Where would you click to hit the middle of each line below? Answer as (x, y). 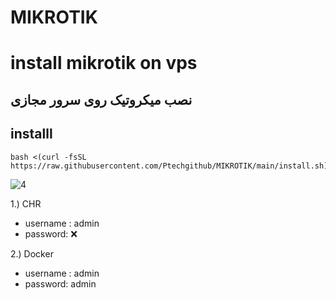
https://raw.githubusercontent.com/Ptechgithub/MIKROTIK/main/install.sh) (169, 166)
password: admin (60, 283)
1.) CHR (26, 203)
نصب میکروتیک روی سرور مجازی (101, 99)
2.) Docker (32, 253)
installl (31, 134)
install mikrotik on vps (104, 63)
